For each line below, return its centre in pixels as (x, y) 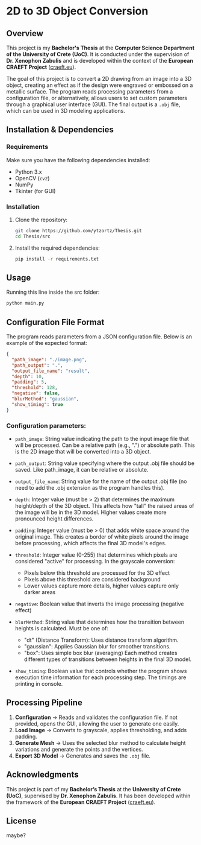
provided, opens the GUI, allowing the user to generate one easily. (97, 723)
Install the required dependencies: (57, 248)
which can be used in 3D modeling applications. (66, 111)
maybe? (16, 835)
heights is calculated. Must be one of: (61, 628)
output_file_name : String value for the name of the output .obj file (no (101, 481)
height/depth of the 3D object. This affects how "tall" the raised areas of (104, 506)
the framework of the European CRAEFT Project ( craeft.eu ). (81, 802)
